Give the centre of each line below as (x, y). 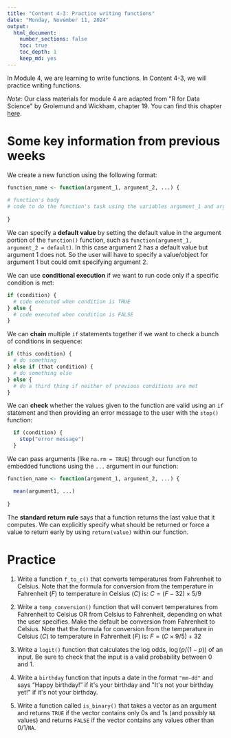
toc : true (34, 45)
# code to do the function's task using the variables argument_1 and (110, 207)
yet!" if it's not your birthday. (57, 692)
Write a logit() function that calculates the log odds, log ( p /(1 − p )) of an (120, 649)
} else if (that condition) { (51, 367)
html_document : (35, 33)
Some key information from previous (114, 141)
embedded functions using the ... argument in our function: (93, 467)
